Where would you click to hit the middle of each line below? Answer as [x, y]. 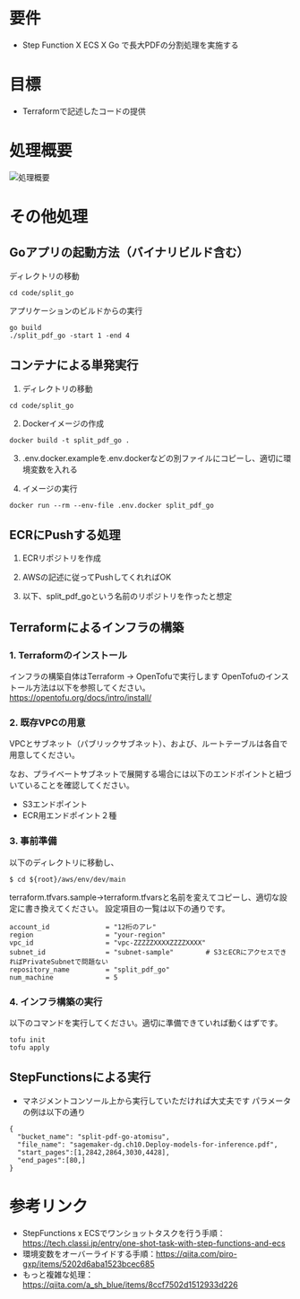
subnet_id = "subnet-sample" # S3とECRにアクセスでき [148, 952]
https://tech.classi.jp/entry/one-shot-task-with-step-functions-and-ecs [154, 1242]
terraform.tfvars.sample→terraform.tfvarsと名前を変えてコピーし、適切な [145, 897]
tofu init [28, 1040]
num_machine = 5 [64, 977]
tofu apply [30, 1048]
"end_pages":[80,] [52, 1160]
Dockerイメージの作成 [63, 423]
